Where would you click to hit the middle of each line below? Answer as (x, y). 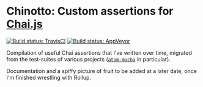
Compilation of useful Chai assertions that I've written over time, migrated (99, 52)
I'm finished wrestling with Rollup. (49, 77)
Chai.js (24, 24)
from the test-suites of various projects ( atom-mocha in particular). (89, 59)
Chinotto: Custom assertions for (90, 11)
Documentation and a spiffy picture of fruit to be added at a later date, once (102, 71)
